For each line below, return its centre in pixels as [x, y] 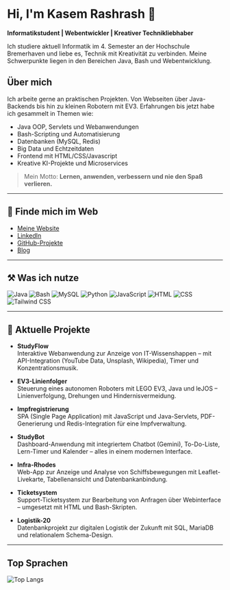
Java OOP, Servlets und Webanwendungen [78, 127]
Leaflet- [209, 472]
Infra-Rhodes [36, 465]
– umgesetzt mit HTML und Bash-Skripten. [77, 507]
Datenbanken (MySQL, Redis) [59, 141]
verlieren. [38, 184]
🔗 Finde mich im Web [53, 212]
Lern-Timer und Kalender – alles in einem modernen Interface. [105, 452]
